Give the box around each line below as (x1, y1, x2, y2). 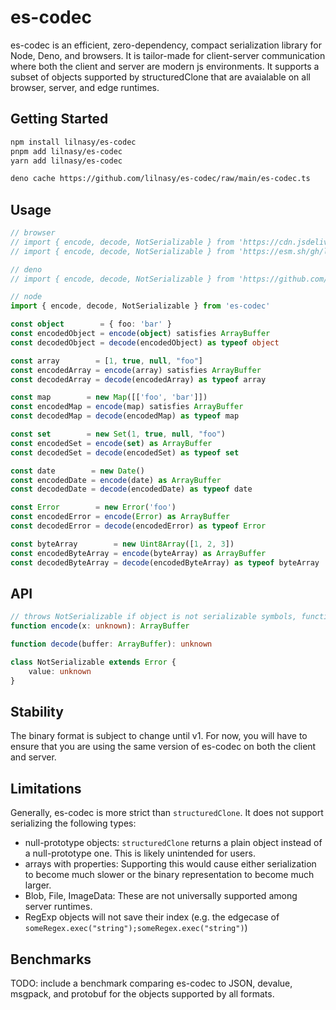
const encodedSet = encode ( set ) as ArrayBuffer (10, 438, 213, 448)
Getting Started (10, 111, 109, 128)
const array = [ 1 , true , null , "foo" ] (10, 356, 203, 366)
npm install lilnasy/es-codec (10, 137, 137, 147)
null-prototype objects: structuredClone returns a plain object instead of (24, 837, 323, 849)
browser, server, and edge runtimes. (10, 81, 160, 93)
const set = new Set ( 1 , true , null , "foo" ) (10, 429, 226, 440)
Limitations (10, 780, 82, 797)
